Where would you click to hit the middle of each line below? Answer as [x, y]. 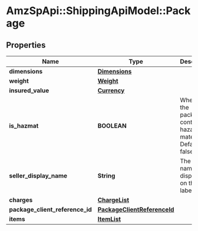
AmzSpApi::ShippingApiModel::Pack [98, 11]
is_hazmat [24, 126]
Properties [26, 45]
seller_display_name [38, 176]
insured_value [29, 91]
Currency [111, 91]
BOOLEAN [112, 126]
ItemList [109, 219]
